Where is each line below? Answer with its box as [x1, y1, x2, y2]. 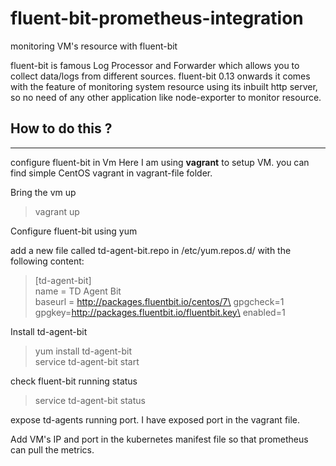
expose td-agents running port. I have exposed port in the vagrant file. [10, 413, 301, 426]
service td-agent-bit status [34, 394, 146, 406]
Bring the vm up [10, 186, 77, 198]
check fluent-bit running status [10, 375, 138, 387]
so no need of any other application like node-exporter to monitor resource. [10, 91, 322, 103]
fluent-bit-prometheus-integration [10, 7, 304, 30]
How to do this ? [10, 120, 113, 137]
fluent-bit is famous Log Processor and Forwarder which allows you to [10, 59, 300, 71]
